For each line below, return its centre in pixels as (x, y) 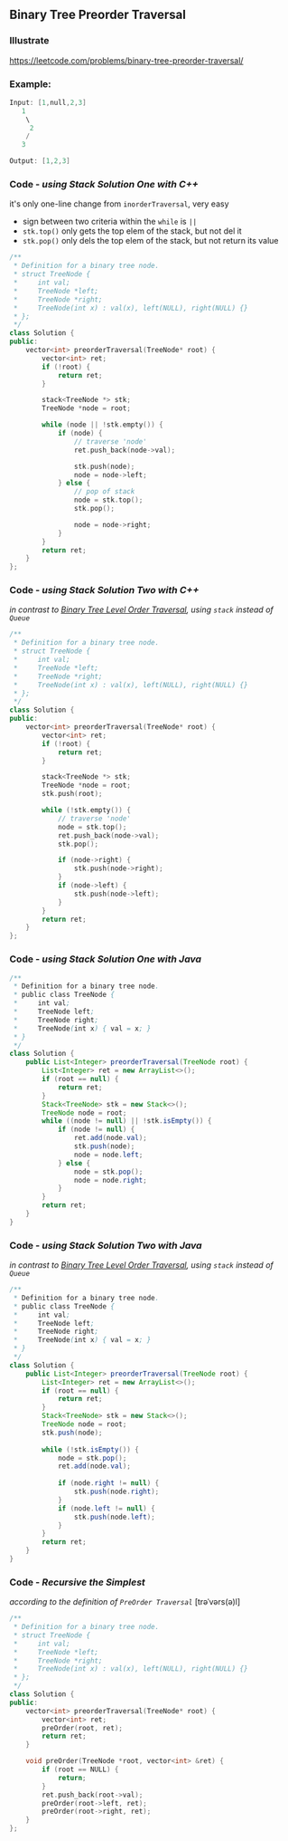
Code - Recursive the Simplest (78, 1582)
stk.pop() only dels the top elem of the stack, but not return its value (150, 241)
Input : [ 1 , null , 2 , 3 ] (48, 102)
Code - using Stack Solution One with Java (105, 959)
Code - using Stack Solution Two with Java (106, 1245)
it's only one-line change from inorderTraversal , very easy (119, 204)
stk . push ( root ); (72, 794)
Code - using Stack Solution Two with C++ (104, 590)
